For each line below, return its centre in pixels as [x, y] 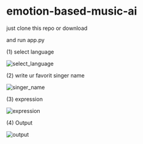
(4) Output [20, 123]
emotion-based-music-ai [72, 11]
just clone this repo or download [47, 28]
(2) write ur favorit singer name [46, 75]
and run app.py [25, 40]
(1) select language [30, 52]
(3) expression [24, 99]
